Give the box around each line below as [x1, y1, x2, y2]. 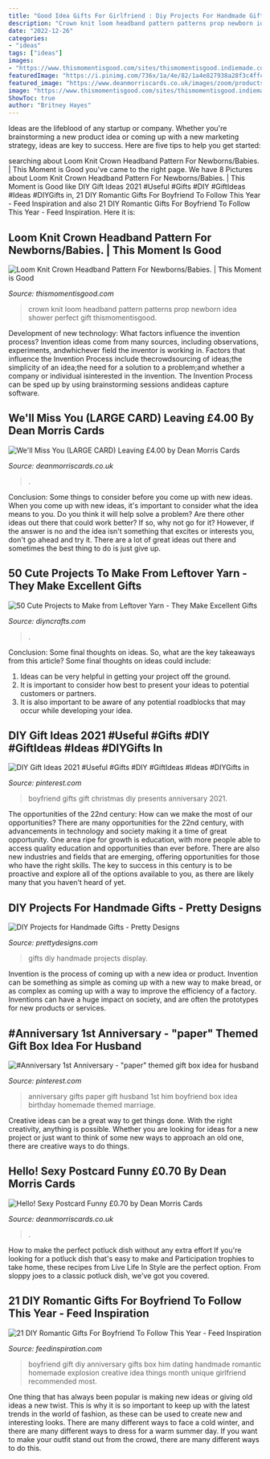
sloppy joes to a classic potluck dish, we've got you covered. [8, 1271, 210, 1281]
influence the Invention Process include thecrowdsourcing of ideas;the [8, 354, 243, 363]
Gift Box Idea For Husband [8, 1039, 142, 1053]
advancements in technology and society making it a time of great [8, 826, 227, 836]
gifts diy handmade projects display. [27, 953, 149, 963]
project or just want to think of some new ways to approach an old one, [8, 1133, 244, 1142]
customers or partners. [19, 688, 96, 698]
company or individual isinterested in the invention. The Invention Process [8, 371, 253, 380]
